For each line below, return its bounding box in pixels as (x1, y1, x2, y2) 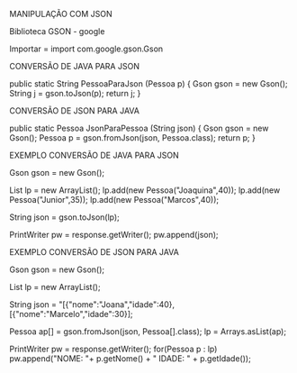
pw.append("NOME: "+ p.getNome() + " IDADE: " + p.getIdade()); (9, 353, 252, 364)
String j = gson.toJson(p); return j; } (9, 88, 141, 98)
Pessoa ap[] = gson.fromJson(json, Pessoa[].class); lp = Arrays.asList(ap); (9, 326, 286, 337)
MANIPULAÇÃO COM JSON (9, 9, 112, 19)
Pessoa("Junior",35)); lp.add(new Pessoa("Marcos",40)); (9, 195, 220, 205)
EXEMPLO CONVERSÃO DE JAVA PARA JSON (9, 150, 180, 160)
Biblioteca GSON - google (9, 26, 105, 36)
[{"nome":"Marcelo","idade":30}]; (9, 309, 133, 319)
